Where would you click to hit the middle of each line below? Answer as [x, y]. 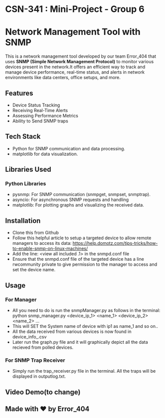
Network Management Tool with [73, 32]
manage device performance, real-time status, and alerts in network [75, 72]
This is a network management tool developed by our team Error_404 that [81, 56]
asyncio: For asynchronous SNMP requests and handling [71, 200]
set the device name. [34, 270]
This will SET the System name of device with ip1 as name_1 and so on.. [85, 326]
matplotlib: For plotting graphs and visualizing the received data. [78, 205]
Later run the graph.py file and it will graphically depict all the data [80, 342]
